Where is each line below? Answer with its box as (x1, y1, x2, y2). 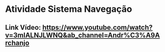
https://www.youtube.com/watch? (42, 23, 153, 32)
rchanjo (5, 39, 30, 47)
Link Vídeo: (5, 23, 41, 32)
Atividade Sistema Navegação (5, 3, 133, 15)
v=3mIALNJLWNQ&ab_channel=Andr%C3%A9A (5, 31, 160, 39)
